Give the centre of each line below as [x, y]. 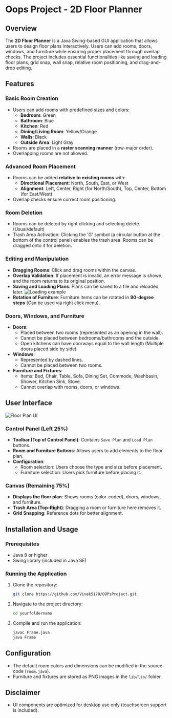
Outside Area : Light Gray [47, 142]
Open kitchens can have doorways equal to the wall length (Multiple [92, 343]
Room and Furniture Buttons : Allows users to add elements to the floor [88, 450]
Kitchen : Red [34, 126]
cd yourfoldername [32, 614]
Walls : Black [34, 137]
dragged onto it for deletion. [42, 246]
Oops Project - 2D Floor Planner [74, 9]
